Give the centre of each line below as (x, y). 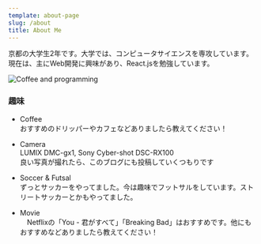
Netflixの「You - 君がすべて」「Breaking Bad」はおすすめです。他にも (139, 222)
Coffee (31, 118)
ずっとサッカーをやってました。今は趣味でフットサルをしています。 (130, 187)
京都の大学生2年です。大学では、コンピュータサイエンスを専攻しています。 (130, 54)
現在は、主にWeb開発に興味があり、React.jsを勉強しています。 (111, 63)
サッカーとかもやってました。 (89, 197)
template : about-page (44, 15)
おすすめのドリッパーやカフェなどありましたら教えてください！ (123, 128)
